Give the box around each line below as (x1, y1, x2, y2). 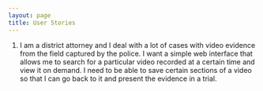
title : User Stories (8, 19, 77, 27)
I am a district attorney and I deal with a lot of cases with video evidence (19, 40, 256, 49)
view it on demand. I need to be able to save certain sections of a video (19, 65, 253, 75)
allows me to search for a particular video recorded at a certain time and (19, 56, 255, 67)
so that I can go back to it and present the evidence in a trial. (19, 74, 217, 83)
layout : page (8, 11, 51, 20)
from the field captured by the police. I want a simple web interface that (19, 49, 253, 58)
